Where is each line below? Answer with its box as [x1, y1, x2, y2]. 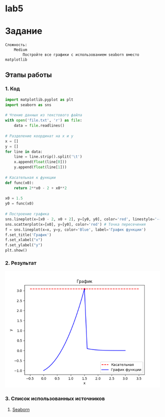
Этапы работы [5, 70, 53, 79]
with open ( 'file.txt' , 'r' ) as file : [5, 118, 82, 123]
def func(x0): [5, 180, 34, 185]
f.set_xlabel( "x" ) [5, 238, 43, 243]
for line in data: [5, 149, 43, 154]
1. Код [5, 85, 20, 92]
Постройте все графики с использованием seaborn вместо [23, 52, 139, 57]
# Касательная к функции [5, 175, 56, 180]
